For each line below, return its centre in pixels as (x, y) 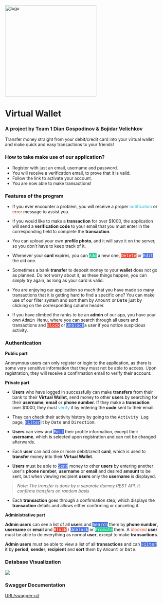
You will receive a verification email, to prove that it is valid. (71, 173)
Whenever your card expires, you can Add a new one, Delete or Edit (82, 256)
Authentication (23, 343)
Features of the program (34, 196)
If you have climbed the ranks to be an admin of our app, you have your (84, 315)
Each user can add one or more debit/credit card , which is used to (79, 452)
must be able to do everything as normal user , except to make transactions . (81, 535)
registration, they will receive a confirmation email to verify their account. (78, 373)
